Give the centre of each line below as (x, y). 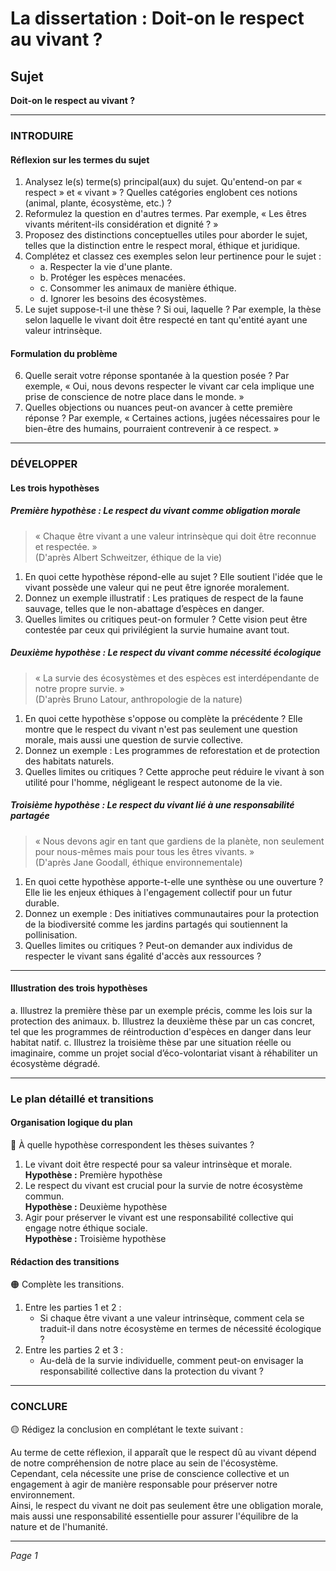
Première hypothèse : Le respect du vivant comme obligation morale (156, 511)
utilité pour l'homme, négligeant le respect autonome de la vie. (153, 782)
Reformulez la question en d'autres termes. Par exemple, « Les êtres (165, 214)
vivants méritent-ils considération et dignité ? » (121, 224)
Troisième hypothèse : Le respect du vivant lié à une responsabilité (152, 805)
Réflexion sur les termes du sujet (80, 159)
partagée (30, 816)
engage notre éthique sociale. (86, 1228)
